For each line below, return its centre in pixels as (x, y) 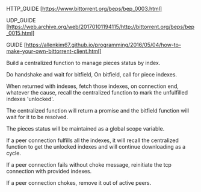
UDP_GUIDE (21, 20)
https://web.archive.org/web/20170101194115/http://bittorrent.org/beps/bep (101, 27)
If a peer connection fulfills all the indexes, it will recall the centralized (92, 140)
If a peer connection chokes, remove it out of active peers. (79, 183)
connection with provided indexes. (49, 171)
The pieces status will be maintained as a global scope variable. (85, 129)
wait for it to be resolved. (37, 117)
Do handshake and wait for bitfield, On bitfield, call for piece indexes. (92, 74)
